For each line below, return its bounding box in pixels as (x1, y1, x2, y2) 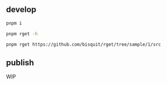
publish (6, 57, 34, 67)
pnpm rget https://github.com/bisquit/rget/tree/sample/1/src (6, 41, 161, 47)
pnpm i (6, 20, 22, 26)
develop (6, 5, 36, 15)
